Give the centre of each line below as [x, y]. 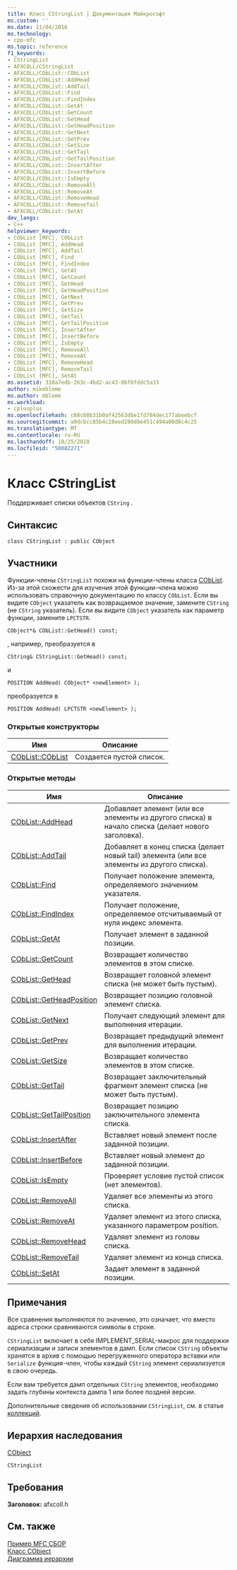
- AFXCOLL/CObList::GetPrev [49, 139]
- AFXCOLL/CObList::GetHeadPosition [61, 126]
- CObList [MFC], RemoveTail [50, 369]
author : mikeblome [34, 389]
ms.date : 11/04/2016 [38, 27]
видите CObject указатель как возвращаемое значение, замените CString [118, 602]
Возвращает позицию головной [158, 995]
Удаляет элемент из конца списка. [164, 1257]
